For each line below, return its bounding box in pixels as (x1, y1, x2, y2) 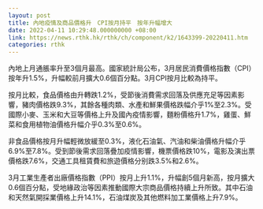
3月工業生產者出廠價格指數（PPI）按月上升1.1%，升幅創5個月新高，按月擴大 (8, 173, 255, 182)
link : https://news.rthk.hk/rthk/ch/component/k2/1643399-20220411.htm (8, 33, 248, 42)
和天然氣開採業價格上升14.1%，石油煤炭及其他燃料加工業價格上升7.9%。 (8, 192, 243, 202)
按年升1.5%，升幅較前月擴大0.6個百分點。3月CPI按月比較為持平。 (8, 73, 222, 83)
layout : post (8, 11, 51, 20)
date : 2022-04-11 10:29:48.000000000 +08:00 (8, 26, 157, 34)
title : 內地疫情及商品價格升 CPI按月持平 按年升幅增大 (8, 19, 173, 27)
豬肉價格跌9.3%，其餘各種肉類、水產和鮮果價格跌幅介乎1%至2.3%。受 (21, 100, 252, 110)
